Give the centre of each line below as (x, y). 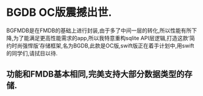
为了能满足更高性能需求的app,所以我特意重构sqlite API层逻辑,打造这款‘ (101, 38)
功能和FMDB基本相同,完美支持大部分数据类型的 (95, 74)
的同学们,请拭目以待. (32, 53)
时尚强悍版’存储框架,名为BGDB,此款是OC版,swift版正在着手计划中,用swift (103, 46)
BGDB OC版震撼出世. (59, 12)
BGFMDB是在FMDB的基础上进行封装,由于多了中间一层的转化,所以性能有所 (99, 30)
